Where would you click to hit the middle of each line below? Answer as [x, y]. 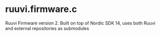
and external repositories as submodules [47, 28]
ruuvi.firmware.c [41, 9]
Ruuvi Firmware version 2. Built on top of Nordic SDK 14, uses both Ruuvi [80, 23]
